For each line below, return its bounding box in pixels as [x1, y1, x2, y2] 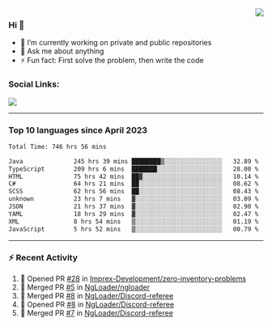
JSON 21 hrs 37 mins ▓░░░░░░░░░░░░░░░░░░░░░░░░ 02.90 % [8, 202, 259, 211]
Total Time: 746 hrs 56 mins [8, 142, 107, 150]
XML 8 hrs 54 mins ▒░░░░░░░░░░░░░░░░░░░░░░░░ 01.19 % [8, 218, 259, 226]
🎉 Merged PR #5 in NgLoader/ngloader [19, 282, 151, 292]
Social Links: [8, 78, 60, 90]
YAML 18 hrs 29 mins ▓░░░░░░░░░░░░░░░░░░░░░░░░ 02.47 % [8, 210, 259, 218]
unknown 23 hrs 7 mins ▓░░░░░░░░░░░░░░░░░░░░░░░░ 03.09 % [8, 195, 259, 203]
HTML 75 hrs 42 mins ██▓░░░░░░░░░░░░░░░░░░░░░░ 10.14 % [8, 172, 259, 180]
